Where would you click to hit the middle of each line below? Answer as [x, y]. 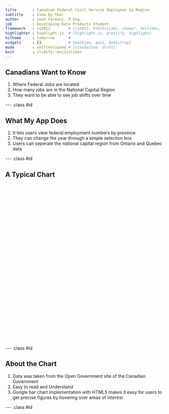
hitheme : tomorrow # [38, 38]
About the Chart [31, 364]
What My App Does [36, 120]
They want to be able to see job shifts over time [62, 95]
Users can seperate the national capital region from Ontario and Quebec [87, 143]
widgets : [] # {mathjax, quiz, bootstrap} [68, 43]
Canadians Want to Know [46, 72]
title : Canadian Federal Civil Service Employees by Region [77, 10]
